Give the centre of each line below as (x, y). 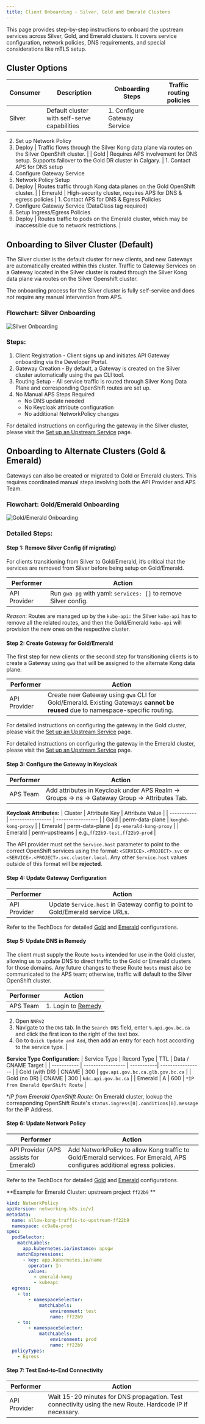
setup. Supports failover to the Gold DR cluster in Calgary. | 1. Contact (103, 161)
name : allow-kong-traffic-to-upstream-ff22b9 (71, 1220)
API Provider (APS (35, 1150)
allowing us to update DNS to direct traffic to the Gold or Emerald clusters (99, 961)
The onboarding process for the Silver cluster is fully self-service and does (101, 291)
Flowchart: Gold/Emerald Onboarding (63, 504)
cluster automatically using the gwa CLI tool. (70, 375)
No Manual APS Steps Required (55, 394)
